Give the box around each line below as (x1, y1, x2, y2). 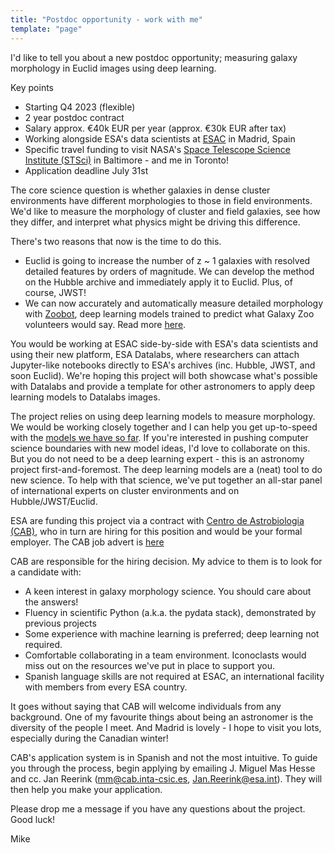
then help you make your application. (10, 783, 163, 795)
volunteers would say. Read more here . (24, 318, 187, 330)
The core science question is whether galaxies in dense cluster (10, 184, 271, 196)
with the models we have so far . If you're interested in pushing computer (10, 431, 309, 443)
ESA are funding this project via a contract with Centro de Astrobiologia (10, 514, 305, 526)
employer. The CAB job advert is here (10, 536, 165, 548)
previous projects (24, 617, 97, 629)
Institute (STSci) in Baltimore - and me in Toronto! (24, 154, 229, 166)
